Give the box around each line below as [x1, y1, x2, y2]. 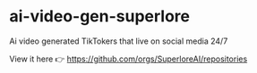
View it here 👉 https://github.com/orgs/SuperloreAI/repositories [9, 53, 248, 64]
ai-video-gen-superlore [9, 6, 191, 27]
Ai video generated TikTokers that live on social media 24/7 [9, 36, 228, 46]
